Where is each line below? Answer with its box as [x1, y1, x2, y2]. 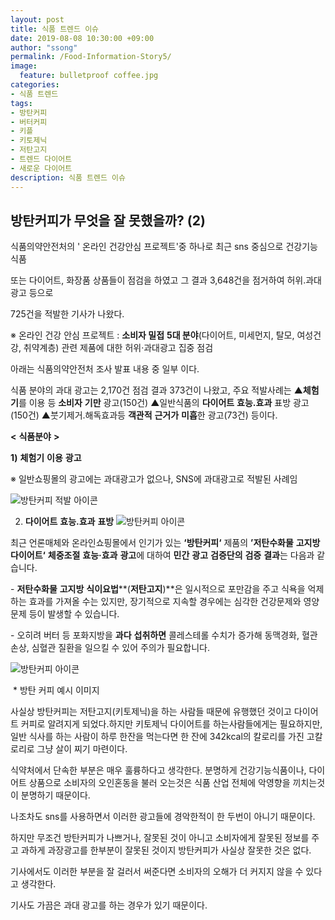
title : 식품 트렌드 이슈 [10, 24, 100, 34]
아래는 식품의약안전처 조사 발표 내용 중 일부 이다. [10, 363, 200, 375]
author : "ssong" [10, 42, 78, 53]
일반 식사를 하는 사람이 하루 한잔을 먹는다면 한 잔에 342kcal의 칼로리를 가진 [10, 731, 305, 743]
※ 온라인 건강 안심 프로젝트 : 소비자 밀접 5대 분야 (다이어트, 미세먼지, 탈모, [10, 329, 295, 341]
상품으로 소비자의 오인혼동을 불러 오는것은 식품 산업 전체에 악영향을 [28, 777, 291, 789]
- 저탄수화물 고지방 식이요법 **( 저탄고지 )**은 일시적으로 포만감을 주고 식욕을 [10, 583, 306, 595]
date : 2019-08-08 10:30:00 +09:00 [10, 33, 155, 43]
